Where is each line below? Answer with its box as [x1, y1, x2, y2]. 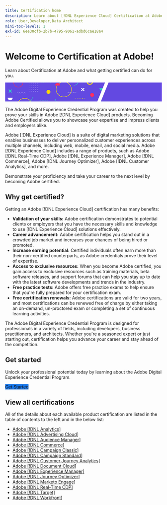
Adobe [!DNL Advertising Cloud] [12, 432, 79, 437]
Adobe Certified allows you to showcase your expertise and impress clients [5, 117, 160, 123]
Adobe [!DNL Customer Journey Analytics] [12, 458, 100, 464]
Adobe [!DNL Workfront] [12, 495, 63, 501]
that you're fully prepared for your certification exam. [12, 289, 122, 295]
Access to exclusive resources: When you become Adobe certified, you [12, 263, 162, 269]
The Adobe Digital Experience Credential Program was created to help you [5, 106, 158, 112]
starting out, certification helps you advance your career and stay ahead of [5, 336, 159, 342]
